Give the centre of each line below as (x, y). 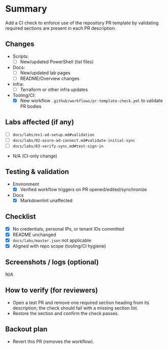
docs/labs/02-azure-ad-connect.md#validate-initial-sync (74, 140)
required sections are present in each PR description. (61, 28)
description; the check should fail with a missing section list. (75, 308)
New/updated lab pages (45, 73)
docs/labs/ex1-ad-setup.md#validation (53, 135)
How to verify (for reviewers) (52, 291)
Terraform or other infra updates (54, 90)
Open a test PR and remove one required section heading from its (81, 302)
